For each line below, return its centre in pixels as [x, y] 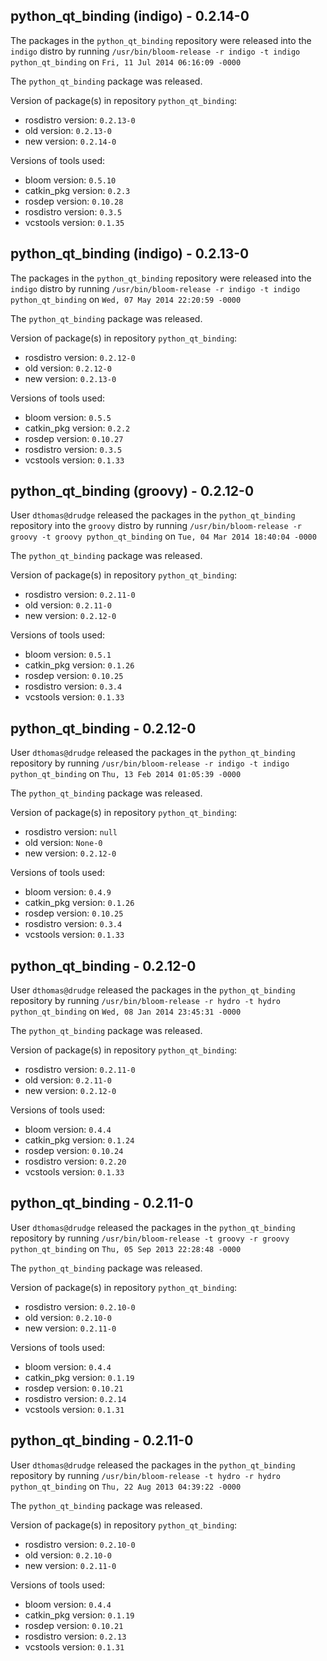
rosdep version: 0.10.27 [74, 438]
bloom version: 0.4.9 [68, 892]
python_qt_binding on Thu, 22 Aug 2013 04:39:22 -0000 [126, 1486]
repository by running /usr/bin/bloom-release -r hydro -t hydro [145, 1001]
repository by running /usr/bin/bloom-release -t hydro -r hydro [145, 1475]
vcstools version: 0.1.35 [74, 222]
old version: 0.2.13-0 [68, 130]
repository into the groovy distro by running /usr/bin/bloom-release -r [156, 526]
